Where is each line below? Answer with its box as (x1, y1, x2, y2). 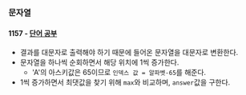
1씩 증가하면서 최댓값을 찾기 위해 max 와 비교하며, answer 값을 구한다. (19, 77, 231, 87)
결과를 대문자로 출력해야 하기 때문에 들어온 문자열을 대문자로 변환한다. (19, 48, 239, 57)
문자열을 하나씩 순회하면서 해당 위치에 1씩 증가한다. (19, 57, 179, 67)
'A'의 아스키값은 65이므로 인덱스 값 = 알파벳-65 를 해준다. (31, 68, 207, 77)
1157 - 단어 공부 (8, 28, 58, 38)
